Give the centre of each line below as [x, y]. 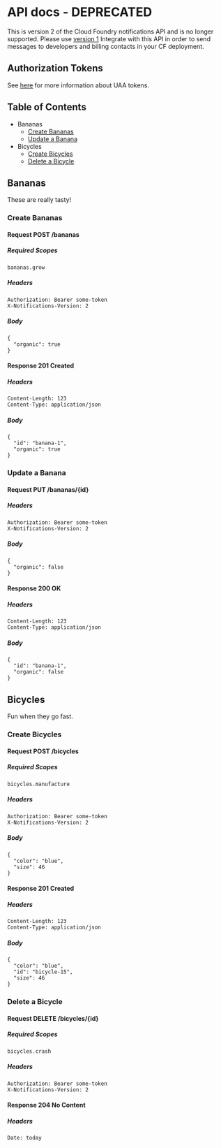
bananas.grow [26, 267]
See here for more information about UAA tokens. [78, 85]
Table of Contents [47, 107]
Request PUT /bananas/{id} [48, 489]
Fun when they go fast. [40, 716]
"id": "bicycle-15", [43, 972]
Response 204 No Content [46, 1105]
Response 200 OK [34, 588]
